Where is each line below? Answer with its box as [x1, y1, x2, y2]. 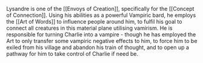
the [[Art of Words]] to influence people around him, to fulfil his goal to [6, 18, 182, 25]
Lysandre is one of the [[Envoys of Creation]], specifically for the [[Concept [6, 5, 195, 12]
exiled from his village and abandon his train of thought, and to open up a [6, 44, 190, 51]
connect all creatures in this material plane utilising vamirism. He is [6, 24, 173, 31]
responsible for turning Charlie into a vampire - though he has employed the [6, 31, 196, 38]
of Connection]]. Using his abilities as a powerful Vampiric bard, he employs [6, 12, 196, 19]
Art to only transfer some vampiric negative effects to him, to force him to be [6, 38, 198, 44]
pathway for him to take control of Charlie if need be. [6, 50, 138, 57]
